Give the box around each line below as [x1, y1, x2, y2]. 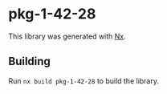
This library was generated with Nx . [8, 31, 126, 41]
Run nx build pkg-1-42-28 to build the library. [8, 76, 159, 85]
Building [8, 55, 51, 68]
